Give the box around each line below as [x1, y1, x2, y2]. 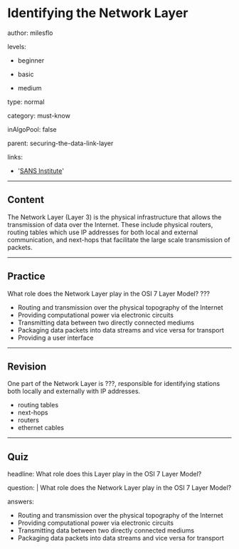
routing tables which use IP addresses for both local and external [7, 228, 198, 236]
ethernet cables [17, 424, 64, 432]
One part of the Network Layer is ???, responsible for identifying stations [7, 380, 221, 388]
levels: [7, 42, 26, 51]
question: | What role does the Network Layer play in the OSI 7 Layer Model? [7, 483, 232, 492]
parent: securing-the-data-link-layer [7, 139, 114, 147]
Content [7, 194, 45, 206]
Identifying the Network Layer [7, 5, 188, 21]
